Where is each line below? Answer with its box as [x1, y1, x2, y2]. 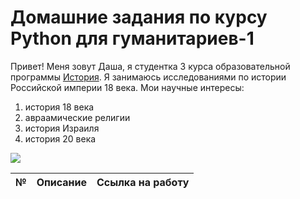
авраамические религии [24, 111, 131, 123]
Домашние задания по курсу [10, 6, 268, 29]
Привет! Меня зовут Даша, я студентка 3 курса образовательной [10, 60, 291, 72]
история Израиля [24, 122, 100, 134]
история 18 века [24, 101, 95, 113]
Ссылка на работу [96, 175, 190, 189]
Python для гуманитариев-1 [10, 27, 255, 50]
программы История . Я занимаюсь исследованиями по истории [10, 71, 287, 83]
